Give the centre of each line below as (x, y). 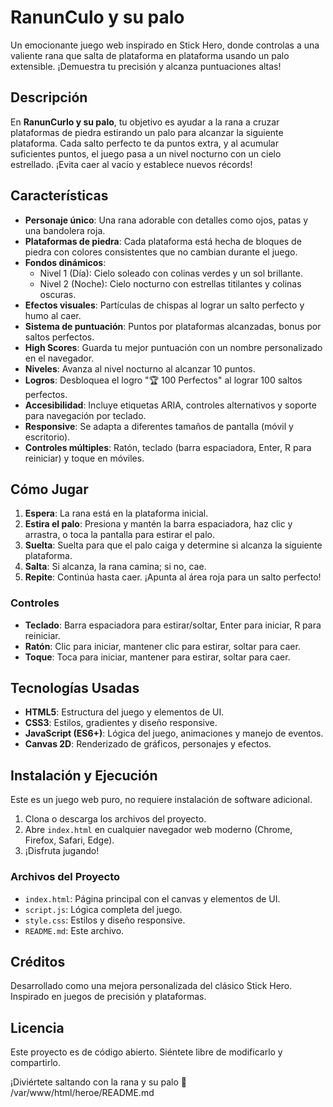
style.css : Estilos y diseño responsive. (105, 920)
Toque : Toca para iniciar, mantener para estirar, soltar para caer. (157, 657)
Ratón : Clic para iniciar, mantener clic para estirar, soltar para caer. (162, 646)
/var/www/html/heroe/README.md (82, 1093)
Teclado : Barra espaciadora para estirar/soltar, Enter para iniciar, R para (173, 625)
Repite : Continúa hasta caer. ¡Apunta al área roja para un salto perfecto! (173, 577)
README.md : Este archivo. (74, 930)
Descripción (49, 97)
